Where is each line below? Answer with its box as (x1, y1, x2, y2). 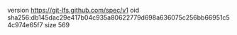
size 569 (44, 21, 70, 29)
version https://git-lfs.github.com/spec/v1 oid (7, 6, 140, 14)
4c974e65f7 (7, 21, 43, 29)
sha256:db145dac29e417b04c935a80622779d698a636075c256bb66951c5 (7, 13, 230, 22)
